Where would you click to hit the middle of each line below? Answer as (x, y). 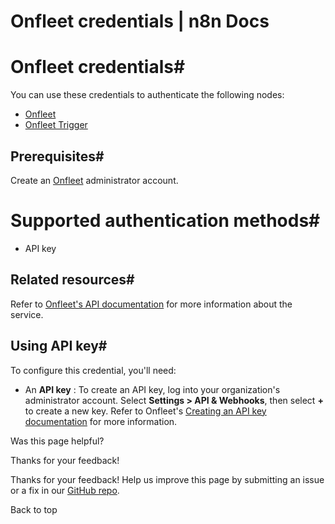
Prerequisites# (57, 156)
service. (27, 314)
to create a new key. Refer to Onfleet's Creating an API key (145, 411)
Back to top (34, 509)
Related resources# (72, 280)
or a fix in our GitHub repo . (65, 490)
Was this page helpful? (57, 441)
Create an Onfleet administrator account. (94, 180)
